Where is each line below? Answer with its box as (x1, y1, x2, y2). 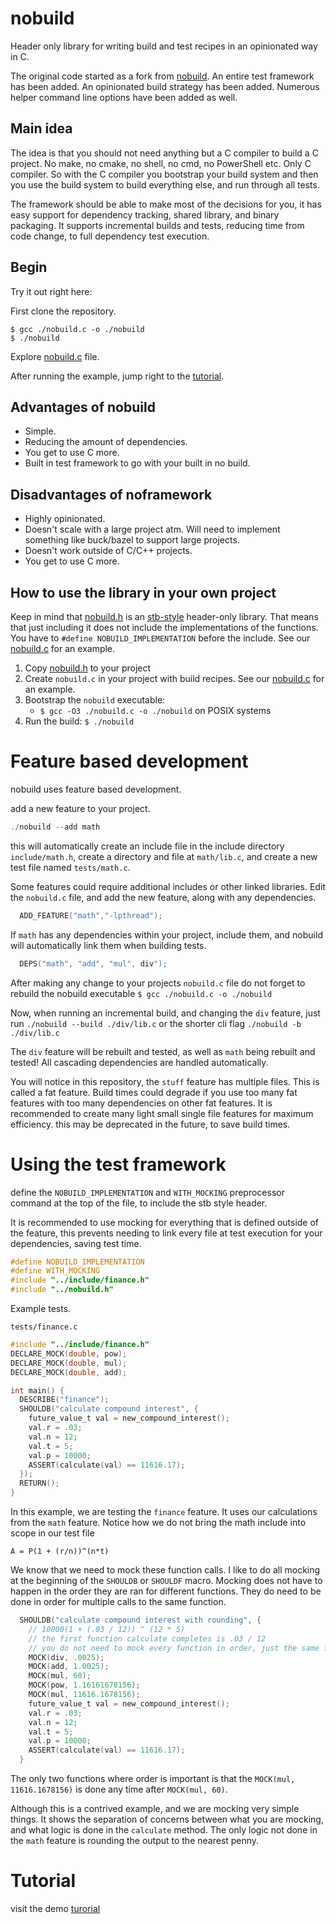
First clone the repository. (10, 305, 117, 317)
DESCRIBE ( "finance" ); (19, 1395, 110, 1405)
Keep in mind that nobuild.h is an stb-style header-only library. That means (10, 611, 319, 622)
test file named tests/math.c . (10, 861, 131, 873)
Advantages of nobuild (10, 398, 156, 416)
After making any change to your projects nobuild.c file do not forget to (10, 977, 306, 989)
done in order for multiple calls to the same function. (10, 1596, 227, 1607)
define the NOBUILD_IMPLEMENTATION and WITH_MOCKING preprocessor (10, 1186, 285, 1198)
